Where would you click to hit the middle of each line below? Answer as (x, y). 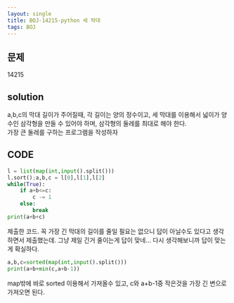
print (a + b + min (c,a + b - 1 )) (44, 268)
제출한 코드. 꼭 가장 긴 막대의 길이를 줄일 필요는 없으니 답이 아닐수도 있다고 (109, 231)
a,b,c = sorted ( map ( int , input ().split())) (67, 262)
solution (26, 97)
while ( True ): (26, 184)
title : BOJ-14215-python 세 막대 (54, 20)
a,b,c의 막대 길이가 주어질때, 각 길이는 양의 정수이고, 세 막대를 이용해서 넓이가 (113, 115)
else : (28, 204)
